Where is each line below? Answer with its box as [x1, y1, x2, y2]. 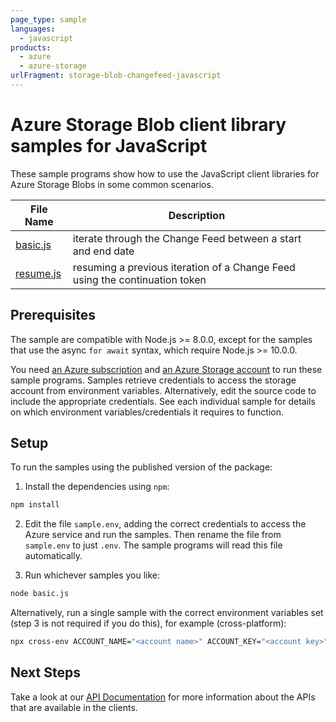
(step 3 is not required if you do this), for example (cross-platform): [10, 617, 287, 630]
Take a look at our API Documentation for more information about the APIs [10, 691, 316, 703]
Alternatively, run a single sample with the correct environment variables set [10, 607, 324, 619]
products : [10, 42, 52, 53]
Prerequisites [10, 307, 96, 324]
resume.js [15, 266, 62, 280]
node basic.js [10, 589, 70, 599]
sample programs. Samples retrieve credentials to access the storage [10, 374, 297, 386]
